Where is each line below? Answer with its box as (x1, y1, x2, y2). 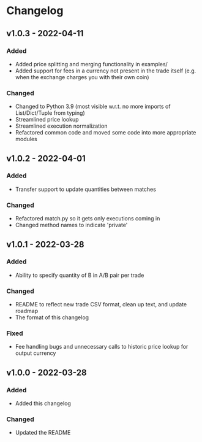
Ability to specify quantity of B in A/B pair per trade (15, 271, 144, 279)
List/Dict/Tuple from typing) (15, 109, 86, 117)
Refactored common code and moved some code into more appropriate (15, 129, 196, 136)
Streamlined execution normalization (15, 122, 108, 130)
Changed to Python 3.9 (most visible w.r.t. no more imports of (15, 103, 171, 110)
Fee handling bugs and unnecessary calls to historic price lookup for (15, 343, 189, 351)
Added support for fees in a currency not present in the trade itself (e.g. (15, 67, 196, 74)
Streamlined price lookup (15, 116, 79, 123)
